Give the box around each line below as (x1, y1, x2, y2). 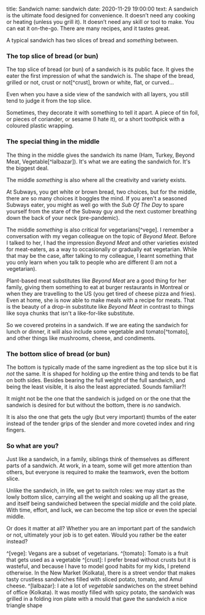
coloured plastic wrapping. (6, 122, 74, 129)
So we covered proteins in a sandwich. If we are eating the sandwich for (6, 321, 188, 328)
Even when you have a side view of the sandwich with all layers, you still (6, 91, 188, 98)
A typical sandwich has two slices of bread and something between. (6, 37, 179, 43)
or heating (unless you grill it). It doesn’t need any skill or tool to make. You (6, 18, 195, 25)
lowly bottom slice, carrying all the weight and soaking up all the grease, (6, 493, 188, 501)
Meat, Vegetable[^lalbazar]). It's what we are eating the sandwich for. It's (6, 157, 191, 165)
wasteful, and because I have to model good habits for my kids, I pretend (6, 563, 191, 570)
